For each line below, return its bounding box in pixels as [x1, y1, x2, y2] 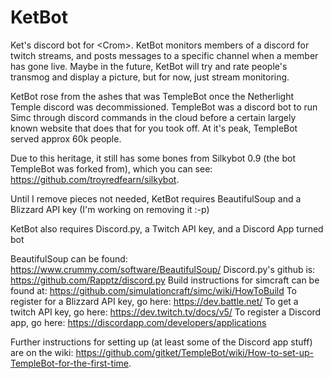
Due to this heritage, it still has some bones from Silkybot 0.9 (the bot [10, 152, 296, 164]
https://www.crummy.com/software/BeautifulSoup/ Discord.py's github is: [10, 263, 316, 275]
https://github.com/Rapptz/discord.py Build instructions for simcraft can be [10, 274, 320, 286]
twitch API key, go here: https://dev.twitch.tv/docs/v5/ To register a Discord [10, 306, 322, 318]
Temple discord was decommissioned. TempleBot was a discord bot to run [10, 101, 318, 113]
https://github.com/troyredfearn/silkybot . [10, 173, 180, 185]
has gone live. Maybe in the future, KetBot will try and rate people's [10, 60, 288, 72]
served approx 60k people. [10, 132, 122, 145]
